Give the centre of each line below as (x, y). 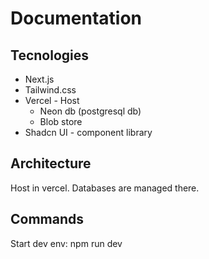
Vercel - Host (52, 100)
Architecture (51, 163)
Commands (47, 219)
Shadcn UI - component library (88, 132)
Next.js (39, 79)
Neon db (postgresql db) (90, 111)
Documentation (76, 18)
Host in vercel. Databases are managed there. (105, 188)
